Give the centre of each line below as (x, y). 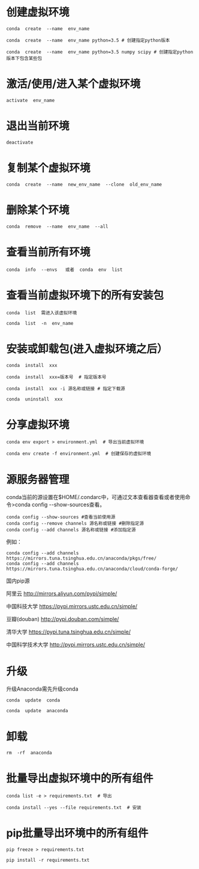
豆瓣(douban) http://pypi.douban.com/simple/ (63, 619)
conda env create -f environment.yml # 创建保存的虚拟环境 (79, 454)
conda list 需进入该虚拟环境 (42, 313)
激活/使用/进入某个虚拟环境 (73, 84)
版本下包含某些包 (24, 58)
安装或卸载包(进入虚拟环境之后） (87, 349)
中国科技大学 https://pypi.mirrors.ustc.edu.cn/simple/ (72, 607)
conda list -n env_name (40, 323)
